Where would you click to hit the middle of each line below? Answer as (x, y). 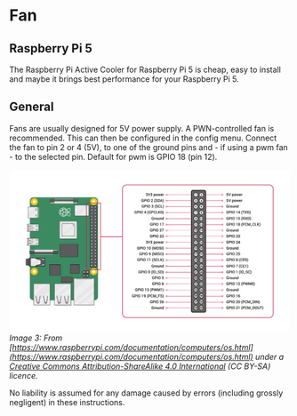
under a (269, 356)
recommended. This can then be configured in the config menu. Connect (143, 138)
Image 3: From (36, 338)
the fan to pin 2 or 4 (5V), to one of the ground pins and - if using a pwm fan (149, 147)
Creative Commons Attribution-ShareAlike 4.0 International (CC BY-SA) (140, 366)
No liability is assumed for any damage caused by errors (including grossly (146, 393)
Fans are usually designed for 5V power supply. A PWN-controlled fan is (142, 128)
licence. (24, 375)
